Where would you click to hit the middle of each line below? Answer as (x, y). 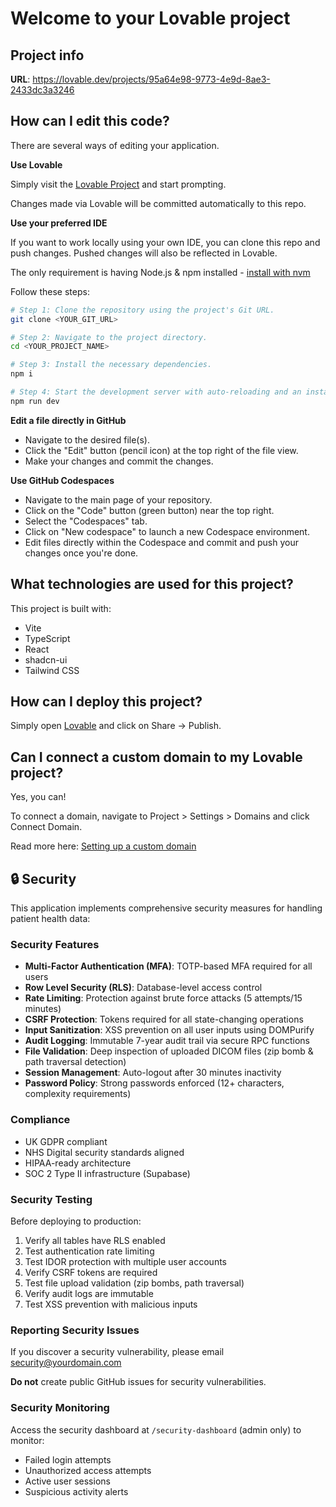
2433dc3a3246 (42, 90)
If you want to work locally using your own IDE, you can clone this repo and (165, 242)
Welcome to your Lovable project (150, 18)
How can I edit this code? (90, 121)
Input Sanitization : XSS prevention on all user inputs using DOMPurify (169, 1030)
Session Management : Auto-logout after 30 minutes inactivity (153, 1073)
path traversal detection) (75, 1062)
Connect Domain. (46, 827)
